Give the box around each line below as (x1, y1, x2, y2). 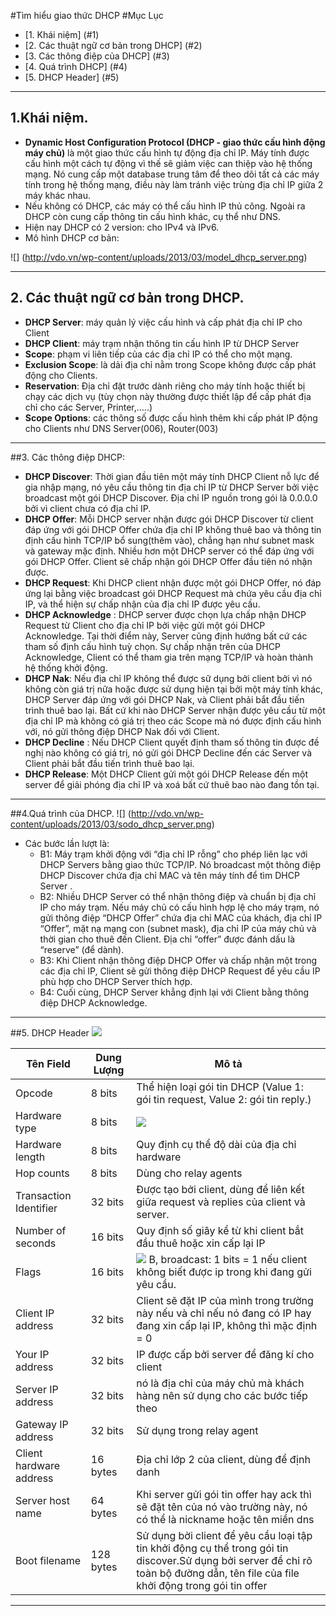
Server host (15, 1493, 70, 1507)
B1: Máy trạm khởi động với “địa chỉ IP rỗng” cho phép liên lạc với (39, 848, 308, 860)
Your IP (15, 1347, 50, 1361)
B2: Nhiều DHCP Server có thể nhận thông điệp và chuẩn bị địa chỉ (39, 890, 317, 902)
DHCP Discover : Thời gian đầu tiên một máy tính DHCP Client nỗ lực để (24, 470, 320, 482)
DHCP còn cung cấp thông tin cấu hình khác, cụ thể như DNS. (24, 210, 281, 222)
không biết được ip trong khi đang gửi (136, 1265, 312, 1279)
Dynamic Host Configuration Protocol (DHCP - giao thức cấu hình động (24, 136, 326, 148)
